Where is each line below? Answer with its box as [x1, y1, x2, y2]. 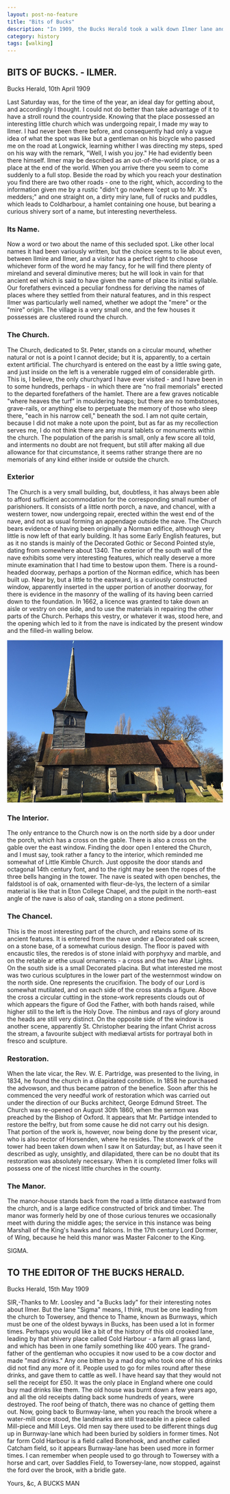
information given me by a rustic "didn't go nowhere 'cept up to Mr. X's [7, 185, 207, 194]
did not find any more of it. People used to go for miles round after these [7, 1364, 211, 1372]
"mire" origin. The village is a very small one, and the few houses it [7, 306, 196, 314]
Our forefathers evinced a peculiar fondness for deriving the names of [7, 284, 205, 292]
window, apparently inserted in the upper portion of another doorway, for [7, 582, 214, 590]
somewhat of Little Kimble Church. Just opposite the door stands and [7, 858, 203, 866]
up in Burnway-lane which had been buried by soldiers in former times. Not [7, 1429, 219, 1438]
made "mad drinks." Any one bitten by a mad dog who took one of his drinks [7, 1357, 222, 1365]
